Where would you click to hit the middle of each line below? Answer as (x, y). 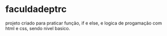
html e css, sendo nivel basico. (38, 28)
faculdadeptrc (36, 9)
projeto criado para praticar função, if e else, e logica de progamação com (84, 23)
